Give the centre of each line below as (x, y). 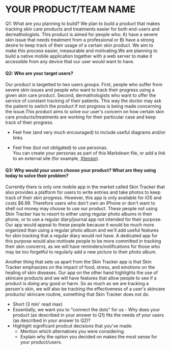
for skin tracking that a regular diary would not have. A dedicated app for (81, 236)
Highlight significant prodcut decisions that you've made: (73, 326)
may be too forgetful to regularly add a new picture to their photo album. (81, 252)
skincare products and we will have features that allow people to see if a (81, 278)
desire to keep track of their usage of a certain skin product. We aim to (79, 45)
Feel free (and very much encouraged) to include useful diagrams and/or (89, 132)
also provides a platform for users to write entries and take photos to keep (83, 192)
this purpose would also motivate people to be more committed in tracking (83, 241)
